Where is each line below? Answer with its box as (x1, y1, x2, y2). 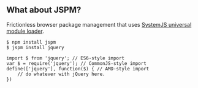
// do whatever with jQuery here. (17, 71, 105, 77)
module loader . (6, 27, 44, 35)
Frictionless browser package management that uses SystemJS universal (6, 21, 192, 28)
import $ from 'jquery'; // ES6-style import (6, 55, 124, 61)
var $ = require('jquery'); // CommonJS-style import (6, 60, 147, 66)
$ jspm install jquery (6, 44, 64, 50)
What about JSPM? (6, 5, 82, 15)
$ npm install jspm (6, 39, 56, 45)
